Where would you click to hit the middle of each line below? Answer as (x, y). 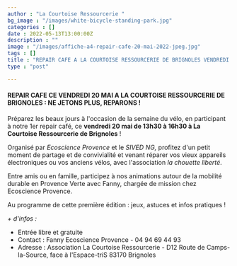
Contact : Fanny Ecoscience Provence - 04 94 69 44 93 (99, 239)
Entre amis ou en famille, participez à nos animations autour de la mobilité (115, 176)
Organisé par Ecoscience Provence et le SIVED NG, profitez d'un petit (109, 147)
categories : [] (31, 27)
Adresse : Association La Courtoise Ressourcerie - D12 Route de (111, 247)
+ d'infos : (22, 218)
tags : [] (22, 54)
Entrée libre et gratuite (50, 232)
